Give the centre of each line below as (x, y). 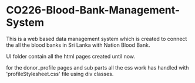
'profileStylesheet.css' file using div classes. (60, 74)
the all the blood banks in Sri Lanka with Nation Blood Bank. (78, 45)
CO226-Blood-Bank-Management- (93, 10)
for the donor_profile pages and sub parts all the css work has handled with (97, 67)
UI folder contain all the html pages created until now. (71, 56)
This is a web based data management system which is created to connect (97, 39)
